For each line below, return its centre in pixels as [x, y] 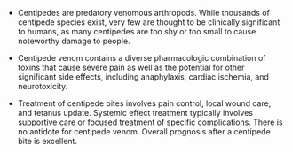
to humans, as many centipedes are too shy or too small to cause [137, 31]
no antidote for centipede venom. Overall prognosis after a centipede [144, 131]
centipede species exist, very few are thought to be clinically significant [149, 22]
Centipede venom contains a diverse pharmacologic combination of [142, 58]
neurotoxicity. [43, 86]
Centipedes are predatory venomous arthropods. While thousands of [144, 13]
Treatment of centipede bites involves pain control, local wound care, [144, 103]
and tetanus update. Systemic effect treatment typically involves [135, 113]
